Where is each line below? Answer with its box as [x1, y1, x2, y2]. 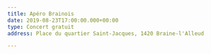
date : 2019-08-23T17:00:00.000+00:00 [7, 17, 119, 24]
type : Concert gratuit [7, 23, 74, 30]
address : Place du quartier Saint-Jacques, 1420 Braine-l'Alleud [7, 29, 204, 37]
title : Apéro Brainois [7, 10, 74, 18]
